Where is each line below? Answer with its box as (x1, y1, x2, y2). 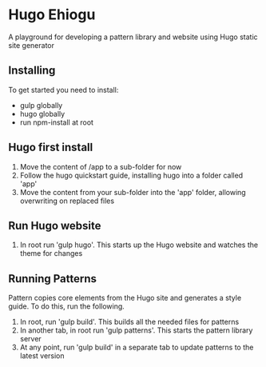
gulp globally (19, 100, 63, 110)
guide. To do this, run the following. (8, 301, 125, 311)
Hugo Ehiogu (8, 6, 96, 24)
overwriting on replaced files (19, 196, 114, 205)
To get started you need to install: (8, 85, 119, 94)
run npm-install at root (19, 118, 94, 127)
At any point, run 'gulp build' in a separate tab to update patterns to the (19, 342, 254, 353)
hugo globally (19, 109, 66, 118)
